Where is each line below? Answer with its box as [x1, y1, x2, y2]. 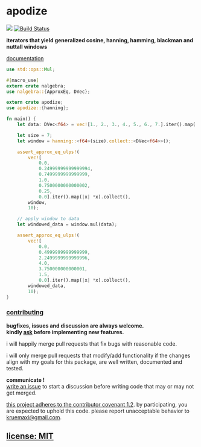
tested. [6, 364, 24, 372]
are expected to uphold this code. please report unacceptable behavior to [6, 407, 190, 414]
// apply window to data [17, 216, 80, 222]
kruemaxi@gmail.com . [6, 413, 62, 420]
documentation [6, 54, 44, 62]
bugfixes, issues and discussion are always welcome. [6, 322, 144, 329]
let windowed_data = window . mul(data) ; [17, 221, 118, 227]
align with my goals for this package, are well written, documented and [6, 358, 182, 366]
